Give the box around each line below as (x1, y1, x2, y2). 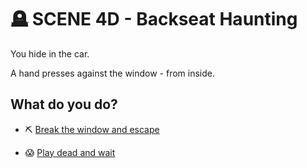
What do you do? (10, 96, 118, 113)
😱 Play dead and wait (24, 146, 116, 158)
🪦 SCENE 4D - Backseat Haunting (10, 8, 298, 31)
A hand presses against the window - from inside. (10, 67, 216, 79)
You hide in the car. (10, 47, 90, 60)
